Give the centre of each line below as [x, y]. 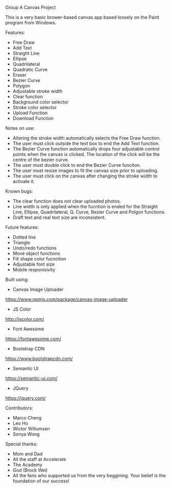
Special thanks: [21, 444]
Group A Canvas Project [31, 7]
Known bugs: [19, 191]
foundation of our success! [41, 481]
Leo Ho [20, 423]
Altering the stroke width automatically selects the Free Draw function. [87, 138]
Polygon [21, 86]
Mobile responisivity [34, 269]
